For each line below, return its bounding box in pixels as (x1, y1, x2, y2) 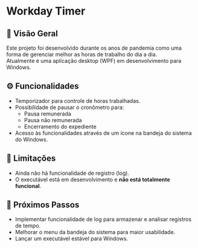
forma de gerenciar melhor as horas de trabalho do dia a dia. (6, 51, 158, 58)
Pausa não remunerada (24, 116, 83, 123)
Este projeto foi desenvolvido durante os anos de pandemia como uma (6, 44, 182, 51)
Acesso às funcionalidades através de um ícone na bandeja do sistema (14, 129, 192, 137)
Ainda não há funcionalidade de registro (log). (14, 169, 130, 177)
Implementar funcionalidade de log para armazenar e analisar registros (14, 216, 192, 223)
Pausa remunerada (24, 110, 71, 117)
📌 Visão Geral (6, 28, 59, 39)
